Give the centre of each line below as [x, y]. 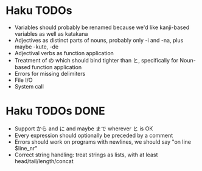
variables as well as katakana [51, 33]
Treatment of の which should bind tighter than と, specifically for [96, 60]
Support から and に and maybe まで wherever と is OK [84, 129]
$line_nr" [26, 148]
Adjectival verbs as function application [64, 53]
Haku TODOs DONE [56, 111]
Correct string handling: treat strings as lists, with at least [86, 155]
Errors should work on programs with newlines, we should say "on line [103, 142]
